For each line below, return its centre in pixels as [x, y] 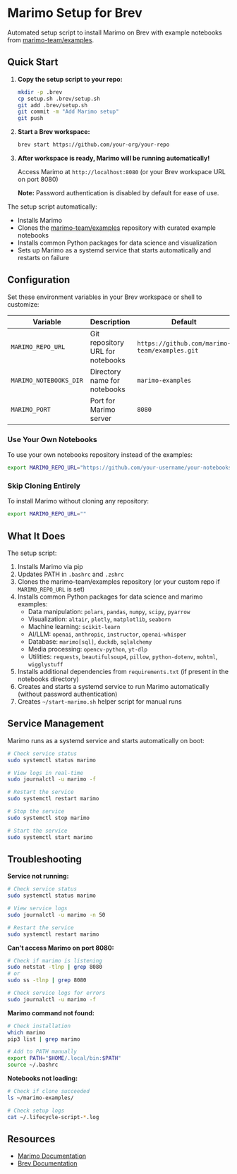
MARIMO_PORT [31, 409]
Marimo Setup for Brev [75, 13]
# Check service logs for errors [56, 993]
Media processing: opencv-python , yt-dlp [88, 649]
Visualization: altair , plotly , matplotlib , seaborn [99, 619]
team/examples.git [168, 350]
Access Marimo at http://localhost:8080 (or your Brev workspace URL [121, 172]
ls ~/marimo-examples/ [41, 1098]
